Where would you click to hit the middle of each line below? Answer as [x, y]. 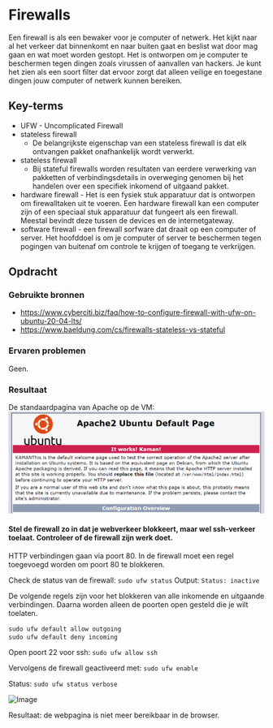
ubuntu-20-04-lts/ [51, 321]
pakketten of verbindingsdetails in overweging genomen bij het [138, 177]
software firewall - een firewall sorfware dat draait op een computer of [138, 229]
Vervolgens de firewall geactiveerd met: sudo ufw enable [104, 668]
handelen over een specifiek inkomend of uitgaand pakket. [130, 186]
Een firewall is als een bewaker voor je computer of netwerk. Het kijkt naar [133, 37]
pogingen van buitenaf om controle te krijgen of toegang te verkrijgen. [138, 246]
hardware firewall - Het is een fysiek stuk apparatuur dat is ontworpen [138, 194]
